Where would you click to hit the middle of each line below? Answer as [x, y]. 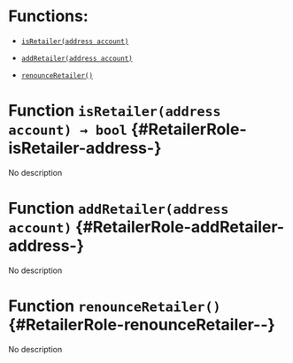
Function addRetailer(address [119, 208]
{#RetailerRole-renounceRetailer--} [142, 325]
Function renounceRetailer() [115, 306]
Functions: [49, 16]
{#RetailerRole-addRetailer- [180, 227]
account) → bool [68, 130]
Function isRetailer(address [115, 111]
